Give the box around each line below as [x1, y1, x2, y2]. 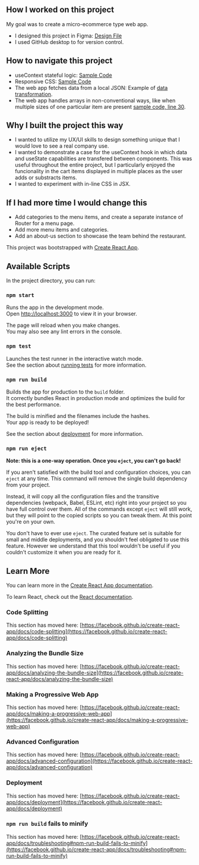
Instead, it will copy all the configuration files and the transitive [6, 493, 159, 500]
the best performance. [6, 401, 61, 408]
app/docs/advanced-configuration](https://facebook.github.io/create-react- [6, 757, 193, 764]
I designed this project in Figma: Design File [14, 32, 122, 39]
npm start [6, 292, 34, 298]
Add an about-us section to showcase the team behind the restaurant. [14, 232, 187, 240]
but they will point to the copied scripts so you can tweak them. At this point [6, 512, 192, 519]
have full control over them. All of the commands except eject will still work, [6, 505, 192, 513]
